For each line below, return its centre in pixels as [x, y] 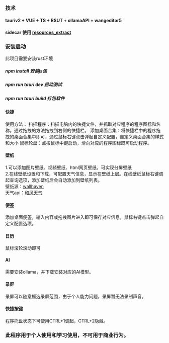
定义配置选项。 [21, 224]
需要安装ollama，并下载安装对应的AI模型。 [50, 272]
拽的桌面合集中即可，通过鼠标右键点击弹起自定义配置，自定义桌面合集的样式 [84, 136]
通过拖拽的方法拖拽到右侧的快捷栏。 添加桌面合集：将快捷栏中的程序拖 [87, 130]
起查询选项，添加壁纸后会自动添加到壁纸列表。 [54, 180]
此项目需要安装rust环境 [29, 58]
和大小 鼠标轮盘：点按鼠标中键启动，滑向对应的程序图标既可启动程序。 [78, 143]
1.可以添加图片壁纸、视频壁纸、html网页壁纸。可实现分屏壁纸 [69, 167]
